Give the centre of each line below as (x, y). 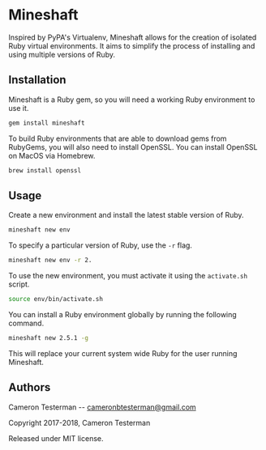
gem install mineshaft (47, 123)
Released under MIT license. (56, 438)
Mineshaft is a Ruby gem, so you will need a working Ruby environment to (132, 100)
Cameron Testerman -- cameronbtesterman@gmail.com (102, 407)
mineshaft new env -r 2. (50, 261)
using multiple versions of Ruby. (62, 54)
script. (19, 284)
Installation (37, 80)
